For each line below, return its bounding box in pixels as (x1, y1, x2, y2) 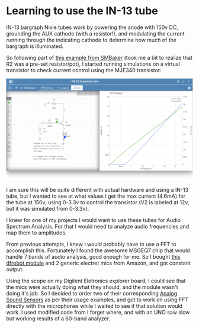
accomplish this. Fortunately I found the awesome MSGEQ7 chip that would (6, 247, 191, 254)
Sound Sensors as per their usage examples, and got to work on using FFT (6, 296, 188, 303)
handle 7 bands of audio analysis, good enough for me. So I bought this (6, 253, 181, 261)
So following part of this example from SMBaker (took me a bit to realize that (6, 54, 192, 61)
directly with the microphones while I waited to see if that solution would (6, 303, 182, 310)
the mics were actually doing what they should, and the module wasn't (6, 284, 179, 291)
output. (6, 266, 24, 273)
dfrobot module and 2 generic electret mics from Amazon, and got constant (6, 259, 191, 267)
